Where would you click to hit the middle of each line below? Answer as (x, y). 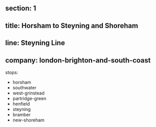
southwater (24, 87)
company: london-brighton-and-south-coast (78, 60)
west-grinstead (28, 93)
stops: (12, 72)
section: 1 (21, 8)
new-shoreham (28, 120)
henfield (21, 104)
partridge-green (29, 98)
